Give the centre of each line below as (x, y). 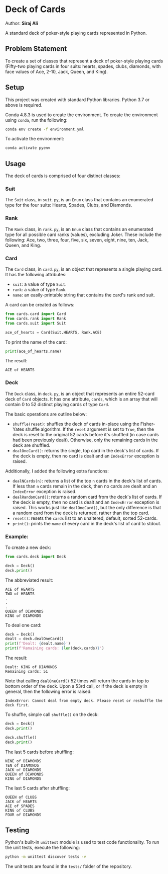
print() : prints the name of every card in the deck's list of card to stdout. (87, 523)
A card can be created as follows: (40, 305)
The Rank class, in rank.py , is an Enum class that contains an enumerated (79, 229)
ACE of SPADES (20, 806)
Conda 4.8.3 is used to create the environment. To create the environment (81, 115)
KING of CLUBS (20, 810)
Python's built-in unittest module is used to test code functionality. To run (82, 842)
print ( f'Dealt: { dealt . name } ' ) (38, 644)
